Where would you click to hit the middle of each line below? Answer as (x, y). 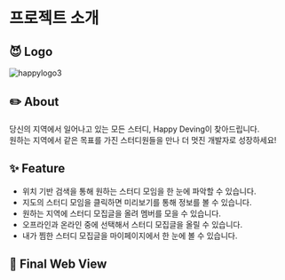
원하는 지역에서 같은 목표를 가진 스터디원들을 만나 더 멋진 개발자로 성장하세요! (143, 140)
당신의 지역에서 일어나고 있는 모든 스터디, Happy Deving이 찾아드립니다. (135, 129)
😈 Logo (31, 51)
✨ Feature (37, 168)
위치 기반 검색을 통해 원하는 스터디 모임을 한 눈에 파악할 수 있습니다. (139, 191)
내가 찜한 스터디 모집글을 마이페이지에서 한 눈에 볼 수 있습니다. (130, 236)
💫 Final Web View (58, 264)
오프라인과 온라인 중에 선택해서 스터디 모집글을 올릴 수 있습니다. (132, 224)
